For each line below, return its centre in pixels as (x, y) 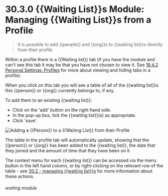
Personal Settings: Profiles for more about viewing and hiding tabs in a (78, 70)
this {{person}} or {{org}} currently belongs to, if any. (60, 90)
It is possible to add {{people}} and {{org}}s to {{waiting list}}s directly (90, 44)
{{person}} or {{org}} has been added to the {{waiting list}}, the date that (80, 145)
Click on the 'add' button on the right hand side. (62, 110)
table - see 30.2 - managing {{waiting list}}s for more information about (79, 171)
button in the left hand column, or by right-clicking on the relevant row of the (84, 165)
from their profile (35, 50)
